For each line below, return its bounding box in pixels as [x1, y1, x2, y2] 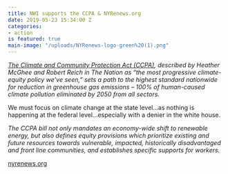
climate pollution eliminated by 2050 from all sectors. [8, 90, 160, 98]
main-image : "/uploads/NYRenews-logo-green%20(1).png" [8, 42, 169, 49]
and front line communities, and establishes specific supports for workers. [8, 146, 220, 154]
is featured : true [8, 36, 61, 43]
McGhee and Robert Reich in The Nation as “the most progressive [8, 68, 196, 76]
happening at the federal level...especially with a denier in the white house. [8, 111, 221, 119]
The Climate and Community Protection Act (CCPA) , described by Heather [8, 61, 220, 69]
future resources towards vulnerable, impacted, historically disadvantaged [8, 139, 222, 146]
